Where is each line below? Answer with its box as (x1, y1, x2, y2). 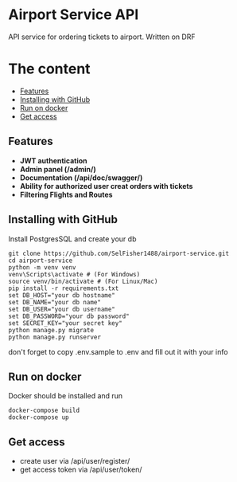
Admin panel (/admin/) (19, 164, 97, 174)
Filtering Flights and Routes (19, 190, 113, 199)
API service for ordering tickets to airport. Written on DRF (8, 32, 196, 41)
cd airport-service (8, 257, 73, 265)
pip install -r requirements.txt (8, 284, 119, 292)
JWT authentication (19, 155, 87, 165)
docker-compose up (8, 413, 69, 421)
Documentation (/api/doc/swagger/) (19, 173, 143, 182)
